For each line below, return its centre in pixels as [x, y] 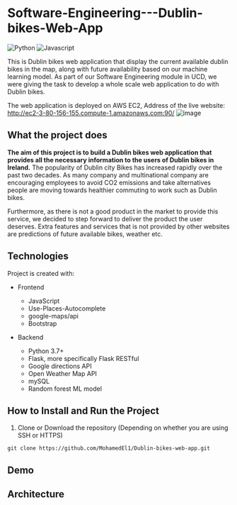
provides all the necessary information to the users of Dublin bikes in [111, 160]
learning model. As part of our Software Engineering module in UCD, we [112, 77]
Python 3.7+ [46, 351]
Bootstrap [42, 323]
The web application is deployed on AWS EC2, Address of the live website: [116, 105]
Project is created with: [41, 273]
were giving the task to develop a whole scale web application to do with [113, 84]
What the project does [57, 135]
